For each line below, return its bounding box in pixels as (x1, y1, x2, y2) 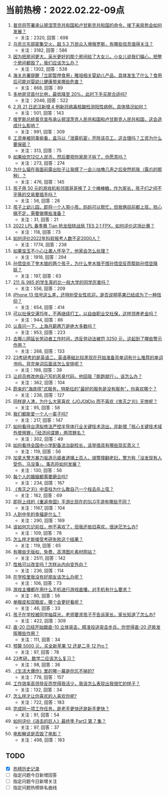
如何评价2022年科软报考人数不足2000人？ (12, 235, 101, 241)
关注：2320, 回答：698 (20, 35, 68, 41)
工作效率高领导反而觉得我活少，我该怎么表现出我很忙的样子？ (12, 680, 140, 686)
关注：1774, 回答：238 (20, 241, 67, 247)
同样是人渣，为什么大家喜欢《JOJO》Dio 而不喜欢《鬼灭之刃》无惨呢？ (12, 398, 158, 404)
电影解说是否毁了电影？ (12, 730, 61, 736)
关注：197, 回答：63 (20, 273, 61, 279)
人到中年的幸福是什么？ (12, 511, 61, 517)
